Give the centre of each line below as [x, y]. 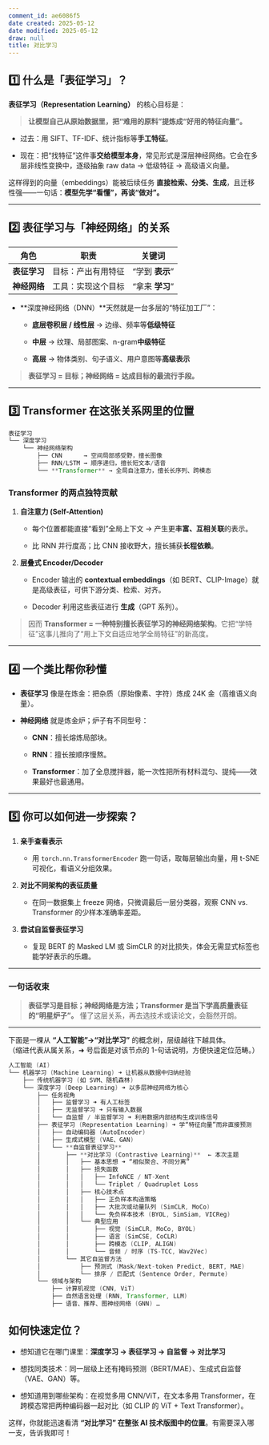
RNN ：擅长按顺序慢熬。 [71, 754]
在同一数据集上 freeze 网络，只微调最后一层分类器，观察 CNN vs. [140, 902]
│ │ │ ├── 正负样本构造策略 [97, 1199]
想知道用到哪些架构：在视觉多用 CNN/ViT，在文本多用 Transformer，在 [138, 1395]
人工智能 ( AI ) [29, 1066]
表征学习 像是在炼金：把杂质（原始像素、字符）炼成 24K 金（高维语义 [135, 693]
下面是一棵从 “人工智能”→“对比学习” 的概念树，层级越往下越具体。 [119, 1040]
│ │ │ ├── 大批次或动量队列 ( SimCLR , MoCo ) [124, 1207]
